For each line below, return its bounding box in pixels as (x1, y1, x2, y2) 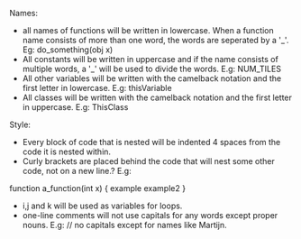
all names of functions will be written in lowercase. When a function (22, 25, 275, 35)
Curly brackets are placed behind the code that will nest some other (22, 156, 275, 166)
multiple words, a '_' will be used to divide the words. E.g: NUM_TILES (22, 63, 282, 74)
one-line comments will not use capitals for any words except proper (22, 210, 278, 220)
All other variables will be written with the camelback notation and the (22, 73, 282, 84)
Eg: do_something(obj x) (22, 44, 114, 55)
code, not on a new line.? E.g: (22, 166, 132, 176)
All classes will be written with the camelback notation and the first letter (22, 92, 293, 103)
